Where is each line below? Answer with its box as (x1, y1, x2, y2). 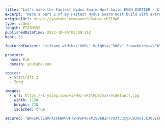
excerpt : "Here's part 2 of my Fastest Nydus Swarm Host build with (5, 12, 148, 17)
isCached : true (14, 107, 45, 112)
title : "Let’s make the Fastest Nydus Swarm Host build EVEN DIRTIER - (5, 7, 155, 12)
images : (5, 89, 21, 94)
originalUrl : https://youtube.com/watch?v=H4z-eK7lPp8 (5, 16, 120, 21)
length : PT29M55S (5, 26, 41, 31)
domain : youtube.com (9, 62, 52, 66)
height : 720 (14, 102, 38, 107)
